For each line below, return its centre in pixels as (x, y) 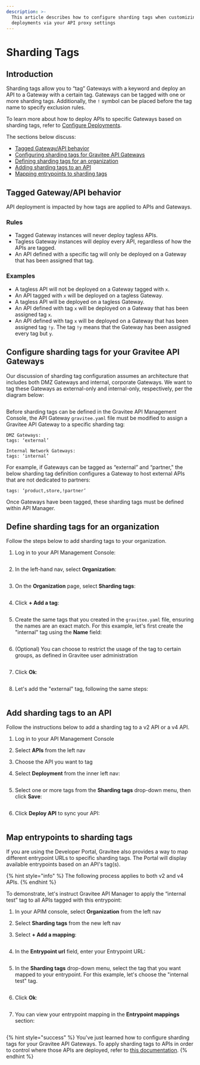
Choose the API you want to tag (54, 762)
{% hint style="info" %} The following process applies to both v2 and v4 (95, 876)
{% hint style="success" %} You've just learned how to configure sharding (98, 1038)
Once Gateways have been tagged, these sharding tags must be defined (95, 502)
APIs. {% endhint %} (31, 882)
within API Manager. (31, 508)
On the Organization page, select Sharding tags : (75, 586)
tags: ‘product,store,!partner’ (46, 490)
